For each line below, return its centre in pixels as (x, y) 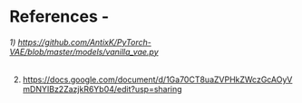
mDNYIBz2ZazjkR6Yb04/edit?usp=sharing (102, 89)
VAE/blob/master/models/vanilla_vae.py (84, 51)
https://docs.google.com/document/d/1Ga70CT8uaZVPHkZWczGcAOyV (157, 80)
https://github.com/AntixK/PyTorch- (84, 42)
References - (59, 17)
